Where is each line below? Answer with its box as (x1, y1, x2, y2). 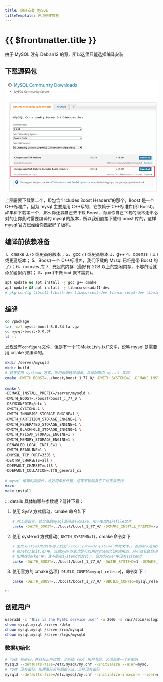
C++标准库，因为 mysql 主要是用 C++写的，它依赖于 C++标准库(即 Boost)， (5, 204, 158, 210)
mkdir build (5, 366, 29, 370)
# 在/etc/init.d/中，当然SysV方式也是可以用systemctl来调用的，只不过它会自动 (12, 549, 158, 554)
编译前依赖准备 (5, 237, 50, 246)
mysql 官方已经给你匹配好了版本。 (5, 222, 74, 228)
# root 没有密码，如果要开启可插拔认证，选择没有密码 (5, 667, 100, 672)
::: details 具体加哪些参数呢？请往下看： (5, 498, 84, 504)
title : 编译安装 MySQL (5, 8, 48, 13)
